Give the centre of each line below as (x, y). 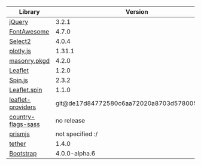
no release (70, 120)
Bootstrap (23, 153)
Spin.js (19, 80)
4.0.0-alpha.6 (75, 153)
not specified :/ (77, 134)
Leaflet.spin (26, 90)
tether (18, 144)
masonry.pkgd (29, 61)
